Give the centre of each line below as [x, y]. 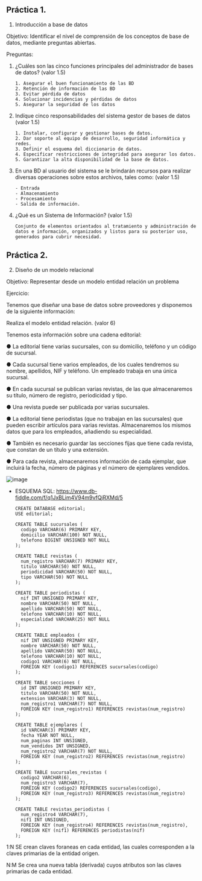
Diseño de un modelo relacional [54, 270]
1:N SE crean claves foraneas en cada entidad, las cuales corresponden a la [100, 847]
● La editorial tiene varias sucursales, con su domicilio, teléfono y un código [101, 346]
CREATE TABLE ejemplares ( [49, 725]
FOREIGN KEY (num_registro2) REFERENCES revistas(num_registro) [103, 756]
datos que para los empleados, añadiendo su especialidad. [79, 431]
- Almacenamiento [37, 193]
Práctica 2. [27, 255]
